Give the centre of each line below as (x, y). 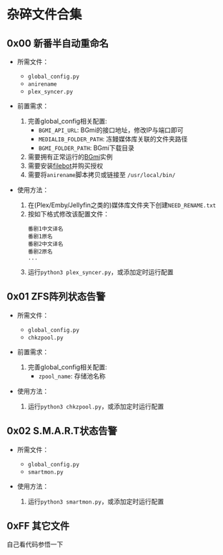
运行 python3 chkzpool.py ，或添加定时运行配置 (96, 406)
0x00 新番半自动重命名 (58, 43)
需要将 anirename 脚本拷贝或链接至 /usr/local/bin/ (101, 175)
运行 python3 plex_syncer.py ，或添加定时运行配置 (101, 272)
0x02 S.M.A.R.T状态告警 (62, 431)
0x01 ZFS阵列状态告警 (56, 297)
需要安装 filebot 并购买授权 (65, 166)
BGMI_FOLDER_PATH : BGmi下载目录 (86, 148)
